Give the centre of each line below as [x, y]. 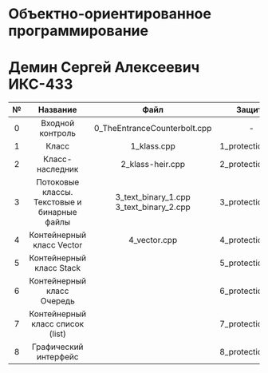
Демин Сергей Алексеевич [104, 67]
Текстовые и [57, 202]
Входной [58, 123]
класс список [58, 324]
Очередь [58, 301]
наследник [58, 169]
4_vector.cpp [153, 240]
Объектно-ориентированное [110, 14]
